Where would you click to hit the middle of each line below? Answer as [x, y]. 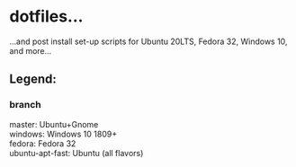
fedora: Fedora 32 [43, 143]
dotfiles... [46, 17]
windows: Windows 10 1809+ [63, 134]
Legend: [33, 79]
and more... [31, 50]
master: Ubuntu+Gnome [54, 124]
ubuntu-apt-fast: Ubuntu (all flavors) [76, 153]
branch [26, 105]
